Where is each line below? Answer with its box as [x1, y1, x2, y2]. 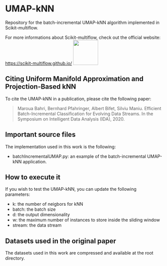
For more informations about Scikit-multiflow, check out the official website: [5, 34, 161, 40]
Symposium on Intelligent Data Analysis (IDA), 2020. [17, 116, 125, 122]
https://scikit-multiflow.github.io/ [5, 60, 72, 66]
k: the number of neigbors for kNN [12, 201, 83, 207]
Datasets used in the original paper [5, 237, 116, 245]
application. [22, 158, 47, 164]
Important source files [5, 131, 76, 139]
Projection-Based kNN [5, 83, 76, 91]
